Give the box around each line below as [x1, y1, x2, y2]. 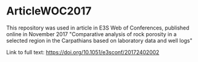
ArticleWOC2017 [6, 4, 92, 18]
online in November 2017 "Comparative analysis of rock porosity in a [6, 30, 177, 37]
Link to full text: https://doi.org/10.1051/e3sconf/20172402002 [6, 48, 160, 55]
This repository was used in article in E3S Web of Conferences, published [6, 24, 190, 31]
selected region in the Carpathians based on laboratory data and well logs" [6, 37, 193, 44]
